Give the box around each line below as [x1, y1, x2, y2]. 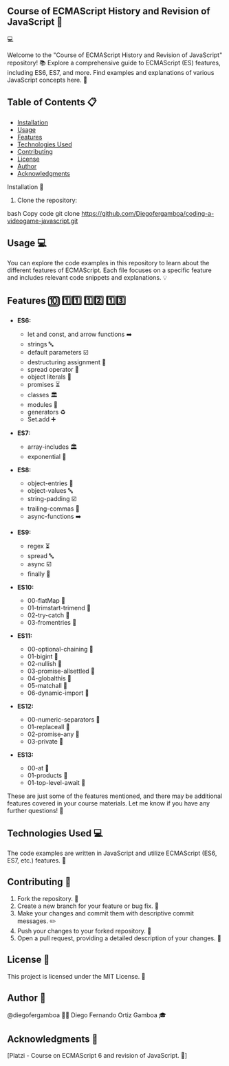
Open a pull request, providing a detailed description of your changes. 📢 [17, 934, 221, 942]
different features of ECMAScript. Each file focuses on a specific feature [7, 266, 212, 274]
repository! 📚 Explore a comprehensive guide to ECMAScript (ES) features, [7, 58, 221, 67]
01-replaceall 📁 [27, 723, 70, 731]
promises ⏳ [27, 381, 61, 389]
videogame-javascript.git [7, 216, 78, 225]
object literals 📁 [27, 373, 72, 381]
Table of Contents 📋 [7, 96, 98, 109]
